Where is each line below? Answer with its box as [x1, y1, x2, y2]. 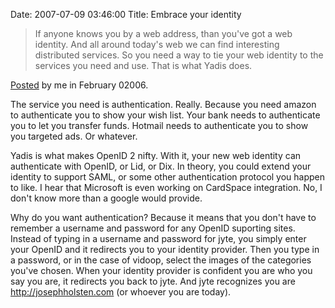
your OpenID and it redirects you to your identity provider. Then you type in [10, 244, 320, 255]
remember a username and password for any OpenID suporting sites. [10, 222, 296, 234]
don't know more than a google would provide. [10, 192, 203, 204]
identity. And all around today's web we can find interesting [34, 39, 280, 50]
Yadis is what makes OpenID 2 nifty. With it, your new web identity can [10, 150, 302, 161]
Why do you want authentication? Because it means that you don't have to [10, 212, 317, 223]
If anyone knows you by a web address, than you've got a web [34, 28, 293, 39]
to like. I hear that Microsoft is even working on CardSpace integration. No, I [10, 182, 323, 193]
